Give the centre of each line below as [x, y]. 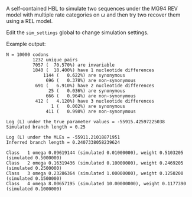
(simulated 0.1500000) [34, 179]
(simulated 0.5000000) [34, 158]
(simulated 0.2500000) [34, 168]
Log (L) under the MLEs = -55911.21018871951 [63, 137]
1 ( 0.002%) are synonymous [88, 106]
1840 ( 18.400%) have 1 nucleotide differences [93, 70]
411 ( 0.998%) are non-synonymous [91, 111]
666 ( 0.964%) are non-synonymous [91, 96]
